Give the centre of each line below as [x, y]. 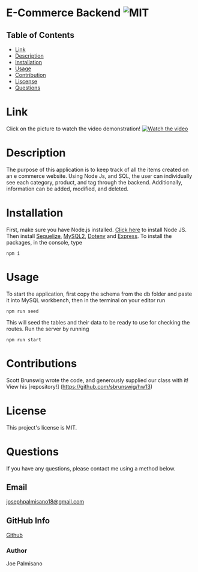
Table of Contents [40, 35]
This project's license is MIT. [42, 427]
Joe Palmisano [25, 564]
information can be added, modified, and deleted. [67, 189]
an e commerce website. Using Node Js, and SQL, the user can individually [99, 176]
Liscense [26, 81]
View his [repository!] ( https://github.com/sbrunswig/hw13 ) [79, 386]
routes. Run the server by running [48, 329]
